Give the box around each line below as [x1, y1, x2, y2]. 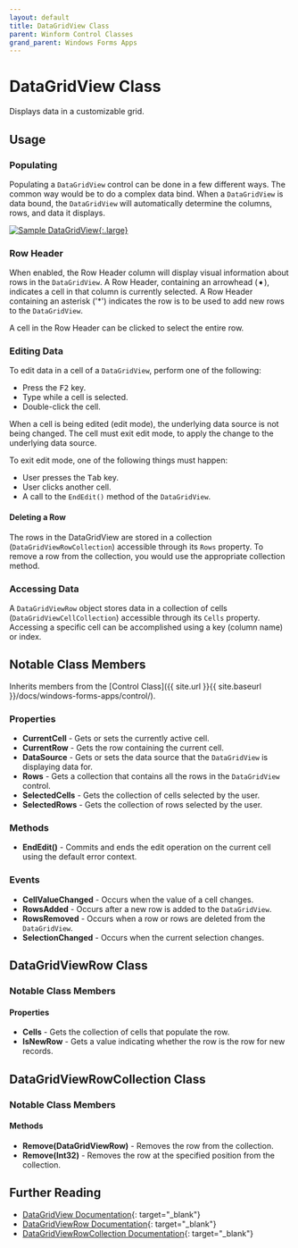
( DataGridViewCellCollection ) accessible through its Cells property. [9, 612, 261, 623]
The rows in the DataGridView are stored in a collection [9, 532, 212, 542]
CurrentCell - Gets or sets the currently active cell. [21, 733, 210, 744]
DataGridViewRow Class [9, 958, 149, 974]
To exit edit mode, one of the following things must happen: [9, 455, 228, 465]
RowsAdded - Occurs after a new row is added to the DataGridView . [21, 903, 272, 914]
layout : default [9, 13, 70, 22]
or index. [9, 631, 42, 641]
